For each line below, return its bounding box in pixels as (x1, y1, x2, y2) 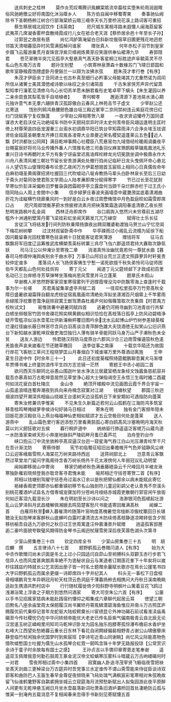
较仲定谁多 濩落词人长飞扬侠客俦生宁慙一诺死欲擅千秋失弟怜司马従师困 (5, 260, 163, 265)
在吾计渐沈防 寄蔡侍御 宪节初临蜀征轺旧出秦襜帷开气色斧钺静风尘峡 (5, 444, 164, 450)
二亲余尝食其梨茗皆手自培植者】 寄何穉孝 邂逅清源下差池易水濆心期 (5, 94, 164, 99)
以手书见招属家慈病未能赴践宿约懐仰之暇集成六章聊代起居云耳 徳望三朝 (5, 596, 163, 601)
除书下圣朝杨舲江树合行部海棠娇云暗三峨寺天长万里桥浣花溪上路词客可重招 (5, 17, 161, 23)
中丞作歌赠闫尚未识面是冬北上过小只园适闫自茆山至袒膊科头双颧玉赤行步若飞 (5, 551, 166, 557)
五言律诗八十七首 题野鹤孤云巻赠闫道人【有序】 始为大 (33, 545, 165, 550)
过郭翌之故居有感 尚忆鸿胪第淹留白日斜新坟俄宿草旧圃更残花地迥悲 (14, 36, 163, 42)
